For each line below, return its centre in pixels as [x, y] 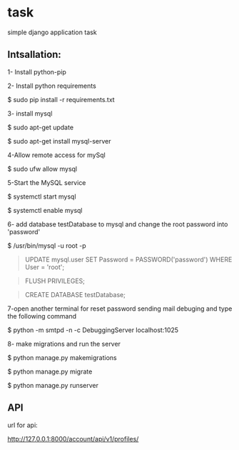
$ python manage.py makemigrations [62, 357]
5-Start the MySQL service [47, 182]
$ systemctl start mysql [42, 196]
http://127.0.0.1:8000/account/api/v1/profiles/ [73, 439]
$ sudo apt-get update [40, 127]
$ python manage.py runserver [53, 385]
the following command [42, 316]
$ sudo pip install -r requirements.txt [61, 99]
